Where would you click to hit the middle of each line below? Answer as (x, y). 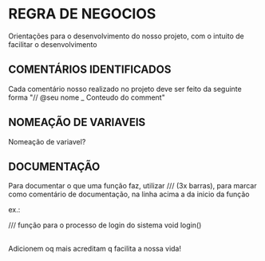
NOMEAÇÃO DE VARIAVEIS (77, 123)
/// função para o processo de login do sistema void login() (105, 225)
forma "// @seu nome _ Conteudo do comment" (87, 97)
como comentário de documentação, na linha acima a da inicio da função (129, 194)
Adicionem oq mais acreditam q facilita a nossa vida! (95, 248)
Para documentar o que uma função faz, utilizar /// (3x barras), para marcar (132, 186)
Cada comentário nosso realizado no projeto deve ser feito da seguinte (125, 89)
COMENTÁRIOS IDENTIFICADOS (90, 70)
